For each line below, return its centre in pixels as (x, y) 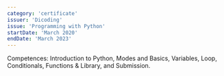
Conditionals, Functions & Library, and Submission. (79, 66)
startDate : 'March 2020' (42, 33)
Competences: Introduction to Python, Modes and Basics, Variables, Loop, (112, 58)
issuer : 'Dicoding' (35, 20)
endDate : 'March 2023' (39, 39)
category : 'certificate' (42, 13)
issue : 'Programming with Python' (57, 26)
